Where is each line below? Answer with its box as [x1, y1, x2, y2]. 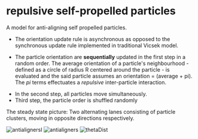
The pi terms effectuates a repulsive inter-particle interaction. [14, 79, 166, 86]
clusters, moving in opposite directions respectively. [6, 115, 135, 122]
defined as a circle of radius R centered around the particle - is [14, 66, 170, 73]
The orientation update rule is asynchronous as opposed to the [14, 35, 170, 42]
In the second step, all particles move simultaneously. [14, 90, 148, 97]
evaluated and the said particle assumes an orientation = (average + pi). [14, 72, 193, 79]
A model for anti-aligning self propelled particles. [6, 24, 127, 31]
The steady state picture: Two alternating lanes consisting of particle [6, 108, 176, 115]
